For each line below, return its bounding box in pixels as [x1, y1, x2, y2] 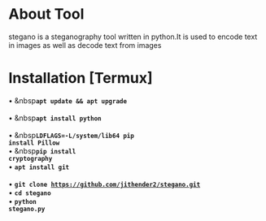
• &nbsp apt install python [8, 113, 102, 123]
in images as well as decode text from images [8, 40, 162, 50]
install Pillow [8, 139, 60, 147]
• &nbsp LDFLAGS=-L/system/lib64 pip [8, 130, 134, 140]
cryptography [8, 154, 53, 162]
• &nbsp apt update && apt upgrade [8, 95, 128, 106]
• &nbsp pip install [8, 145, 76, 155]
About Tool [8, 5, 85, 24]
